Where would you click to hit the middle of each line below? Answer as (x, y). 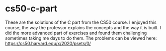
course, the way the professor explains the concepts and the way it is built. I (83, 27)
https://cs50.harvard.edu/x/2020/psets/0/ (48, 43)
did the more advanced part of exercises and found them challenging (76, 33)
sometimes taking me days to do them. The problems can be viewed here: (81, 38)
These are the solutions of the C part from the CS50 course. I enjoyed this (81, 22)
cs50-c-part (31, 9)
